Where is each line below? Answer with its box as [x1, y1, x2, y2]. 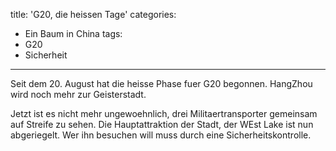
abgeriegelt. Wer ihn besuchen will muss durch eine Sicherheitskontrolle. [10, 129, 312, 141]
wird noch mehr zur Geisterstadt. [10, 89, 147, 100]
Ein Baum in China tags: [24, 28, 123, 39]
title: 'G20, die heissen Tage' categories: [10, 9, 177, 20]
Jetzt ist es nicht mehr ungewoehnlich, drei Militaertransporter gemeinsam [10, 108, 318, 119]
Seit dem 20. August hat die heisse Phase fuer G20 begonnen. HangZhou [10, 78, 313, 89]
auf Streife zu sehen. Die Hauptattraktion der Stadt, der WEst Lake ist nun [10, 119, 314, 130]
